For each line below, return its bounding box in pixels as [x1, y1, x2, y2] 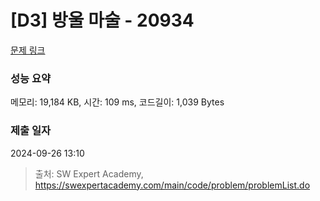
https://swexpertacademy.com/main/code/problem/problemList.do [34, 179, 311, 191]
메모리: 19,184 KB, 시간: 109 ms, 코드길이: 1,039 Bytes [10, 96, 225, 108]
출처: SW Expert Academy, [34, 167, 144, 180]
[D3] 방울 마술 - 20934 [10, 9, 195, 32]
